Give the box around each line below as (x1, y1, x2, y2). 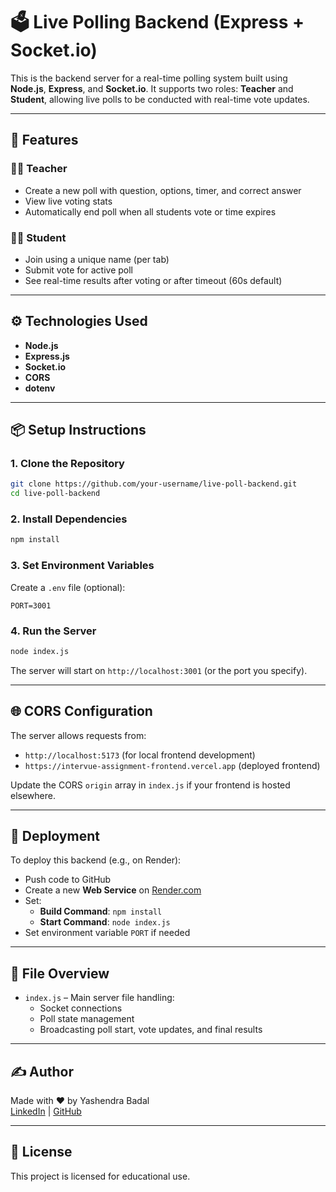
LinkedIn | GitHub (10, 1105, 82, 1118)
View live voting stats (24, 195, 113, 207)
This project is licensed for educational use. (10, 1170, 191, 1182)
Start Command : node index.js (39, 916, 171, 928)
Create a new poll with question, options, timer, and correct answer (24, 184, 302, 196)
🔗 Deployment (10, 828, 100, 845)
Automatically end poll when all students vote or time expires (24, 205, 277, 218)
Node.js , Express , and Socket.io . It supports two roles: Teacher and (10, 82, 294, 94)
